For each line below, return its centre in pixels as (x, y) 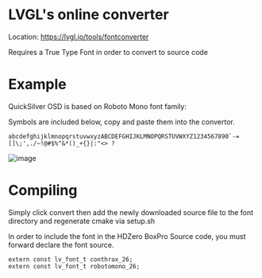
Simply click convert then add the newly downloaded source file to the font (131, 212)
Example (37, 84)
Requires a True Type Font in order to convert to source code (108, 52)
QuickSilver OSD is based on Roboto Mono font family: (97, 106)
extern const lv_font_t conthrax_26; (71, 259)
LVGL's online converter (89, 15)
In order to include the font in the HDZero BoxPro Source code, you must (127, 236)
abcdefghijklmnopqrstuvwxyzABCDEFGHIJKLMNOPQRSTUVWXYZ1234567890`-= (124, 136)
